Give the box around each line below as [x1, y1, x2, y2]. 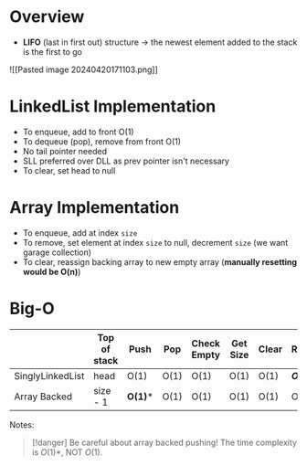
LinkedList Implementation [9, 96, 217, 117]
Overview [9, 6, 85, 27]
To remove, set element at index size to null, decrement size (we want [22, 237, 289, 248]
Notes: [9, 418, 35, 430]
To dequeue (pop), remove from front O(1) [22, 135, 181, 147]
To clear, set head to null [22, 164, 116, 175]
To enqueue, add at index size [22, 227, 138, 238]
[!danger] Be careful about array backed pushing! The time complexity [31, 437, 297, 448]
